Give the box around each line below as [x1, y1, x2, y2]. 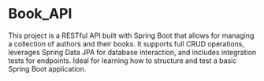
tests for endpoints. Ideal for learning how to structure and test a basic [8, 56, 237, 65]
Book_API [8, 5, 73, 23]
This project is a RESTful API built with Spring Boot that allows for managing [8, 31, 255, 40]
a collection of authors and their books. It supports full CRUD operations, [8, 39, 245, 48]
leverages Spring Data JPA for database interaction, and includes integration [8, 47, 257, 57]
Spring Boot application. [8, 64, 87, 73]
